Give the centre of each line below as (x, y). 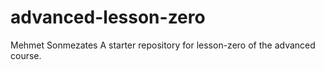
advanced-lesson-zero (108, 17)
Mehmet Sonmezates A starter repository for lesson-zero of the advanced (163, 45)
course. (26, 55)
